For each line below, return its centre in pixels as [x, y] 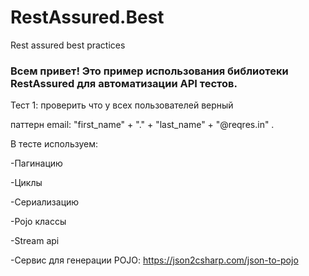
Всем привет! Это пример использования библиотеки [149, 71]
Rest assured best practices [68, 45]
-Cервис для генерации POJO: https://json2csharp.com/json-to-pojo [154, 260]
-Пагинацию [36, 163]
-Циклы [26, 183]
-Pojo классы [38, 222]
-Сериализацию [45, 202]
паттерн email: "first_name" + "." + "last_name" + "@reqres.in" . [142, 125]
